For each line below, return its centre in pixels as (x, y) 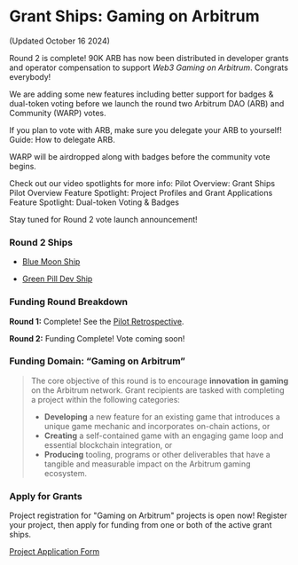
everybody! (30, 76)
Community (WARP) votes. (58, 113)
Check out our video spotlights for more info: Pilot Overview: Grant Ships (142, 183)
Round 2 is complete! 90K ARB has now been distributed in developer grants (149, 58)
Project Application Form (55, 552)
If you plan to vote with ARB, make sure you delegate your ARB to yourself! (145, 129)
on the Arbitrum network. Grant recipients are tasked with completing (158, 390)
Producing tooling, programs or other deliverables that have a (157, 454)
